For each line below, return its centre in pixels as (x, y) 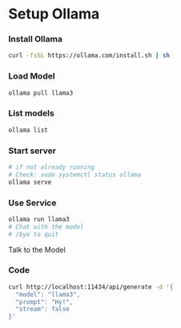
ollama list (28, 130)
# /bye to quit (34, 234)
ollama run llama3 (39, 219)
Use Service (32, 203)
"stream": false (42, 310)
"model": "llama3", (48, 294)
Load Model (32, 76)
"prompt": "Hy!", (44, 302)
